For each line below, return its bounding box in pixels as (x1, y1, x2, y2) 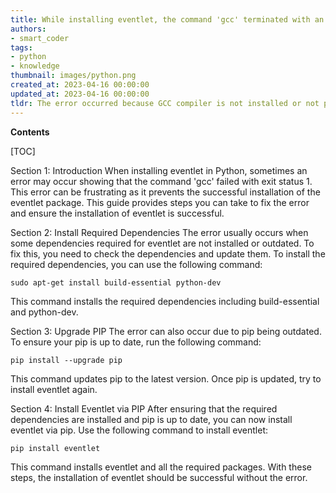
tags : (10, 42, 33, 53)
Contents (10, 126, 50, 138)
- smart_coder (10, 33, 70, 43)
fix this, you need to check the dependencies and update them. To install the (10, 247, 326, 260)
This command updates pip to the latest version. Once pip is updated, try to (10, 372, 322, 385)
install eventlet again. (10, 383, 98, 395)
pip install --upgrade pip (10, 355, 123, 365)
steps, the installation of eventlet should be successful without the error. (10, 471, 308, 483)
